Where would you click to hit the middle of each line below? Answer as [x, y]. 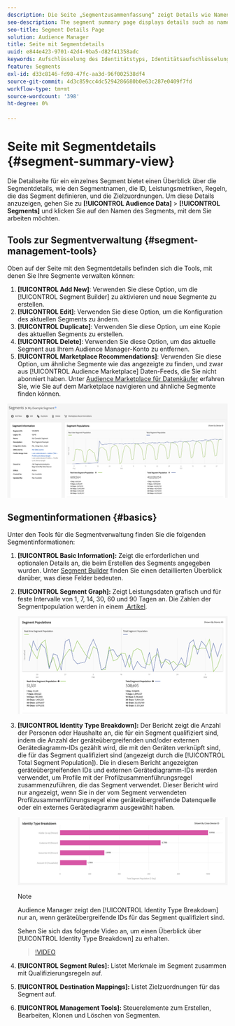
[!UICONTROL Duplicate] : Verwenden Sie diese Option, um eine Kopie [119, 326]
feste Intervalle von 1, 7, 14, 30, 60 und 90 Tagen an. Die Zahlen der [114, 599]
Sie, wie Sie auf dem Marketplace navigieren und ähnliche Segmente [116, 386]
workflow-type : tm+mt [39, 89]
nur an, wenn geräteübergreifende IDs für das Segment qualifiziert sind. [121, 918]
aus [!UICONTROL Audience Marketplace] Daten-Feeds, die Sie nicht [117, 371]
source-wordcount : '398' [43, 96]
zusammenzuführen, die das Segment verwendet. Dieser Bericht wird [117, 785]
